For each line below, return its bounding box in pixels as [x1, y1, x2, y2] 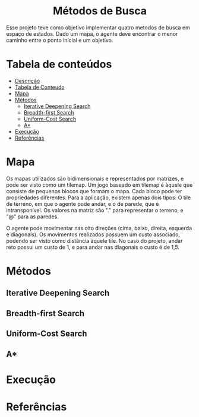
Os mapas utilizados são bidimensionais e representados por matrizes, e [6, 175, 184, 182]
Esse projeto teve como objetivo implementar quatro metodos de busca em [6, 24, 190, 31]
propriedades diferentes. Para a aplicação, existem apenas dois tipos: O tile [6, 194, 191, 201]
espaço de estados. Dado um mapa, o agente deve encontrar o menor [6, 30, 178, 37]
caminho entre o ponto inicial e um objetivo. [6, 36, 113, 44]
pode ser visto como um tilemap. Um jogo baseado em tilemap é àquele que [6, 181, 193, 189]
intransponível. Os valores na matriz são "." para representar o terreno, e [6, 206, 184, 214]
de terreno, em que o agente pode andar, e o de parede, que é [6, 200, 159, 207]
